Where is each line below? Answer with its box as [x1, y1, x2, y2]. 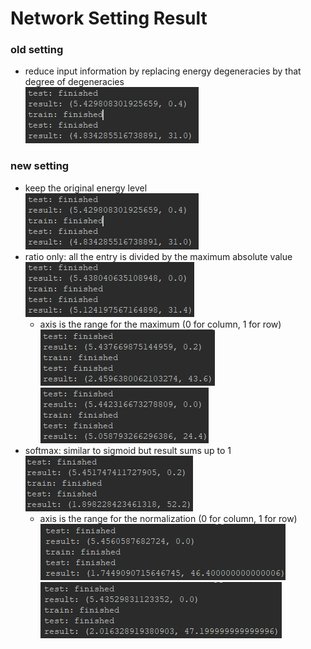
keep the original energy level [24, 182, 148, 194]
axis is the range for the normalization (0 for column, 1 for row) [39, 512, 298, 524]
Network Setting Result [10, 7, 208, 30]
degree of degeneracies [24, 76, 125, 88]
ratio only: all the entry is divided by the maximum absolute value [24, 250, 293, 262]
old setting [10, 43, 64, 57]
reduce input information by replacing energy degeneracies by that [24, 65, 302, 77]
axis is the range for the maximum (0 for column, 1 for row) [39, 318, 282, 330]
